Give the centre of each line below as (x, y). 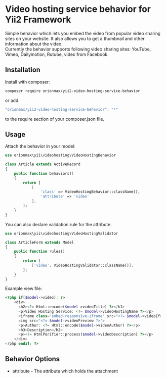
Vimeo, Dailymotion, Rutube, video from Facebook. (57, 54)
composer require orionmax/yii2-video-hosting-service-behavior (73, 91)
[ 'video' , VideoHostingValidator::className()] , (83, 265)
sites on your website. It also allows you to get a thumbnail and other (75, 39)
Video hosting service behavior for (78, 9)
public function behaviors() (44, 173)
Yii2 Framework (38, 20)
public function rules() (40, 252)
